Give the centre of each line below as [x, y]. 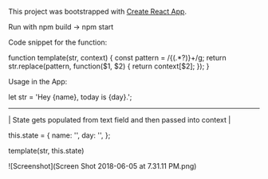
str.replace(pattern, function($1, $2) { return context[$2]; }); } [109, 66]
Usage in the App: [38, 82]
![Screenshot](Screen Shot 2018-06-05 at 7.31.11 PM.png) [102, 166]
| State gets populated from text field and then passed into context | [120, 120]
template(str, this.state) [46, 151]
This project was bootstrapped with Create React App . [98, 12]
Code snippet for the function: [58, 42]
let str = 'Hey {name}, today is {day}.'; [70, 97]
